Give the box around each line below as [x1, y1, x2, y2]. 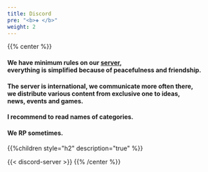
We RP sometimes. [7, 129, 64, 137]
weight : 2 [7, 23, 36, 30]
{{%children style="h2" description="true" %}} [7, 144, 144, 152]
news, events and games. [7, 96, 84, 105]
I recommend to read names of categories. [7, 113, 134, 121]
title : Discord [7, 10, 52, 17]
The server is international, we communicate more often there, [7, 82, 194, 90]
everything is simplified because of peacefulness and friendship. [7, 66, 202, 74]
